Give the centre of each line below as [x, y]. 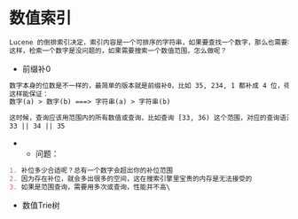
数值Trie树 [41, 205]
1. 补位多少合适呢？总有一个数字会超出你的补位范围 [91, 171]
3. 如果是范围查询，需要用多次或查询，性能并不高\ [90, 187]
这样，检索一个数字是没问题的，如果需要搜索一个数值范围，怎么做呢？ [118, 51]
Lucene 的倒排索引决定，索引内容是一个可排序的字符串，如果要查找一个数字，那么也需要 [149, 42]
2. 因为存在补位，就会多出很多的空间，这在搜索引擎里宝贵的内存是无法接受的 [131, 178]
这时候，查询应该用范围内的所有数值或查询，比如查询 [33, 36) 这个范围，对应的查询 [145, 118]
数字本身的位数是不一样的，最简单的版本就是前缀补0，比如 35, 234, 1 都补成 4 [138, 85]
